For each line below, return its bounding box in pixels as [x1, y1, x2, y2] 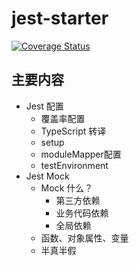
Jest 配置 [25, 100, 64, 112]
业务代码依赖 [55, 207, 109, 219]
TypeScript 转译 [40, 125, 107, 137]
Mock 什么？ [40, 182, 94, 194]
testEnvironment [40, 159, 109, 171]
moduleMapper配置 [40, 148, 122, 160]
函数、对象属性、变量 [40, 232, 129, 244]
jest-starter [11, 7, 109, 30]
